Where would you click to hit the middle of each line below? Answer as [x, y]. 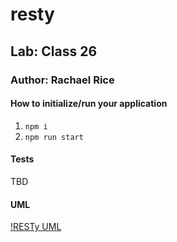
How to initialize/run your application [89, 104]
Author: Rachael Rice [62, 80]
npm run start [54, 137]
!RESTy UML [36, 227]
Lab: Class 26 [54, 51]
